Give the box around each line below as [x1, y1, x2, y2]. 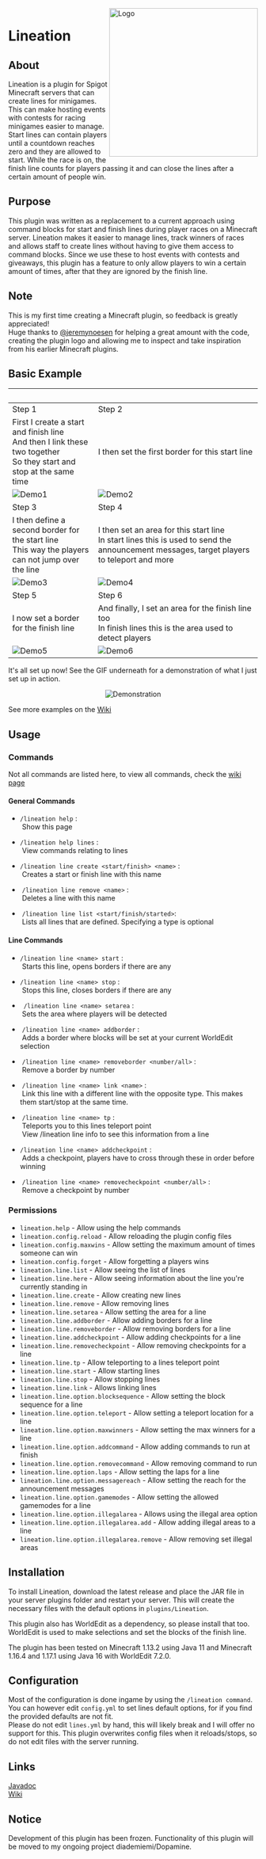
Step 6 [97, 590, 123, 601]
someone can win [19, 1248, 78, 1258]
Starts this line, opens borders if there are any [21, 962, 172, 971]
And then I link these [12, 436, 89, 448]
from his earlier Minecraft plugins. [8, 344, 119, 353]
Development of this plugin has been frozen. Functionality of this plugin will [8, 1834, 254, 1843]
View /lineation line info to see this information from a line [21, 1129, 210, 1139]
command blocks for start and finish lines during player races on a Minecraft [8, 224, 258, 234]
